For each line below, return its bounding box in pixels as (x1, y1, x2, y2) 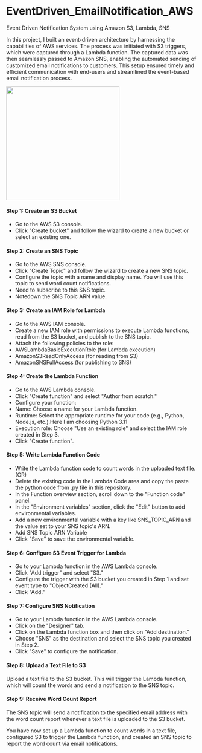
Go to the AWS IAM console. (14, 320, 86, 327)
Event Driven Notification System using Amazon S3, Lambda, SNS (6, 24, 170, 31)
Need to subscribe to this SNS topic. (14, 286, 106, 294)
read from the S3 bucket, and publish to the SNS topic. (14, 333, 151, 340)
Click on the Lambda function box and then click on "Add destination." (14, 628, 189, 636)
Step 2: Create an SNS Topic (6, 247, 78, 255)
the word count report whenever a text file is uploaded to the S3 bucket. (6, 715, 186, 722)
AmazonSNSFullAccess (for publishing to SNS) (14, 359, 131, 366)
